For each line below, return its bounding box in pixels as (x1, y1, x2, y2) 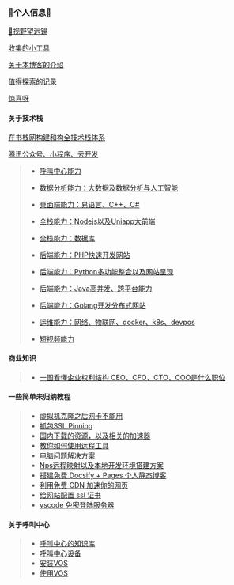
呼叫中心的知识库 (39, 539, 96, 549)
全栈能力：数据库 (39, 233, 96, 243)
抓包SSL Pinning (39, 421, 93, 430)
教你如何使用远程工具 (39, 440, 109, 450)
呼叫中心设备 (39, 549, 81, 558)
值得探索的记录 (8, 77, 57, 86)
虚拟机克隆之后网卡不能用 (39, 411, 123, 421)
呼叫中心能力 (39, 166, 81, 175)
